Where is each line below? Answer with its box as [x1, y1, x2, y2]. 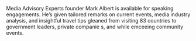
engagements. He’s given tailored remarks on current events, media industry [6, 11, 191, 18]
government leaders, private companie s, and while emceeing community [6, 23, 184, 30]
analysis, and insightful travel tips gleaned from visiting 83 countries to [6, 17, 177, 24]
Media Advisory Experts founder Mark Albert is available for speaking [6, 5, 174, 12]
